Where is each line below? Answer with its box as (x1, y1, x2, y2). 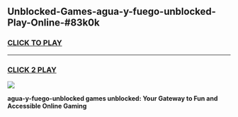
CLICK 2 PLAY (7, 65, 57, 74)
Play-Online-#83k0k (7, 17, 101, 29)
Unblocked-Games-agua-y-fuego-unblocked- (7, 6, 216, 18)
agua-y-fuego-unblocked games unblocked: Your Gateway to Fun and (7, 94, 218, 102)
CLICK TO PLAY (7, 38, 62, 48)
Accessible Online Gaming (7, 101, 87, 110)
